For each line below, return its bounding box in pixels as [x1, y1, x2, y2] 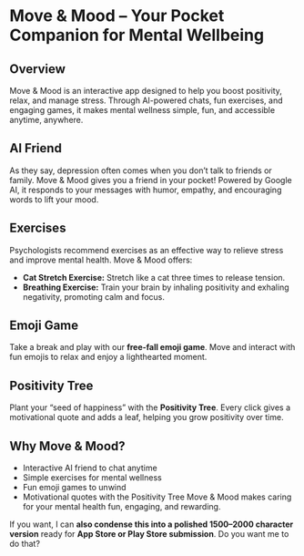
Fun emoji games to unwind [22, 482, 127, 493]
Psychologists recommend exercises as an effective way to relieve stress [9, 244, 284, 255]
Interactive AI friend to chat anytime [22, 462, 157, 474]
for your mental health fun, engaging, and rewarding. [22, 501, 221, 512]
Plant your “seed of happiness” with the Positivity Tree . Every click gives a [9, 402, 291, 413]
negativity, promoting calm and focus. [22, 291, 166, 302]
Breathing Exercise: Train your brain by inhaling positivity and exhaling [22, 282, 289, 293]
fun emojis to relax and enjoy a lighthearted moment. [9, 352, 208, 363]
